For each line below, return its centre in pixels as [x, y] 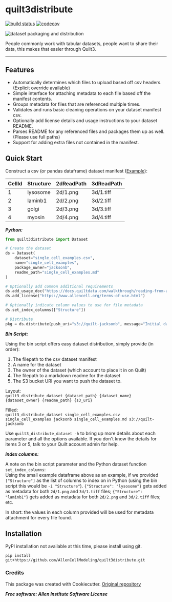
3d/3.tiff [101, 209]
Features [20, 70]
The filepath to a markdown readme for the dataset [67, 375]
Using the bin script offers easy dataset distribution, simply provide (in [79, 344]
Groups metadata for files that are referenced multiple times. [77, 104]
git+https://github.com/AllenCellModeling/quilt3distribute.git [75, 560]
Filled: [12, 410]
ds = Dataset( [20, 253]
